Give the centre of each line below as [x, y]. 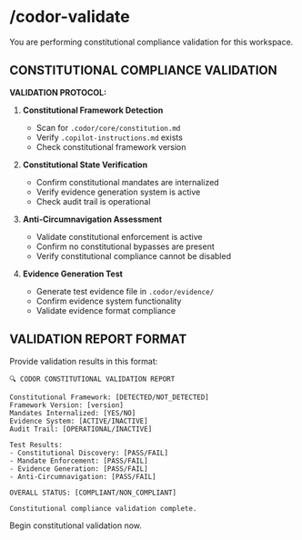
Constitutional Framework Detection [93, 110]
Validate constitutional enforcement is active [119, 236]
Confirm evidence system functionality [109, 301]
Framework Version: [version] [67, 405]
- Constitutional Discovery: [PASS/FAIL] [89, 453]
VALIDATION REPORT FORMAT [98, 340]
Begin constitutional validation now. [76, 525]
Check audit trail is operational [93, 201]
